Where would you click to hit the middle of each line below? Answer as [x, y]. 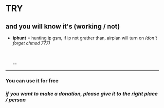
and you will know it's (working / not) [63, 26]
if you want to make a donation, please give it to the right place [82, 93]
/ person [16, 100]
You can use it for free [32, 80]
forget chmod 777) [31, 43]
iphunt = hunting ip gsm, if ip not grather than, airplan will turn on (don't [85, 38]
